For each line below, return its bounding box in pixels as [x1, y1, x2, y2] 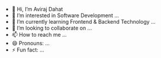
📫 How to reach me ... [11, 31, 67, 38]
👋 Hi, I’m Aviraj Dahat [11, 6, 63, 12]
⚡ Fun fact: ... [11, 46, 44, 53]
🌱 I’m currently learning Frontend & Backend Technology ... [11, 18, 156, 25]
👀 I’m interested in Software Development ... [11, 12, 120, 19]
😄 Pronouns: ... [11, 40, 50, 47]
